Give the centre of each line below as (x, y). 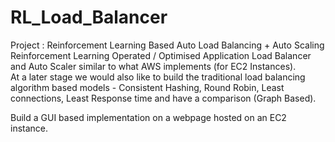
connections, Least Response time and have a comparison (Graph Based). (163, 98)
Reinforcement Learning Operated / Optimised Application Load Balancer (161, 55)
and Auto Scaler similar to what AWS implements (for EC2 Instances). (153, 66)
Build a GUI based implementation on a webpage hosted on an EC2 (148, 117)
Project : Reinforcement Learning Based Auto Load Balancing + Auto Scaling (167, 45)
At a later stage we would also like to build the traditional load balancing (158, 77)
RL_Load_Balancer (89, 17)
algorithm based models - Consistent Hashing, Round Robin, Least (147, 87)
